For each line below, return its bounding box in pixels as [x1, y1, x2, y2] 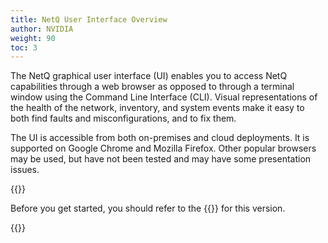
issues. [10, 164, 40, 176]
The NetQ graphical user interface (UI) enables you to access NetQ [10, 70, 288, 82]
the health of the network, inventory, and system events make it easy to [10, 102, 305, 114]
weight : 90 [10, 33, 56, 43]
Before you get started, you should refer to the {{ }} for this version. [10, 202, 286, 215]
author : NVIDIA [10, 24, 74, 34]
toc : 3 [10, 42, 38, 53]
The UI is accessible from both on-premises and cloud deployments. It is [10, 132, 310, 144]
